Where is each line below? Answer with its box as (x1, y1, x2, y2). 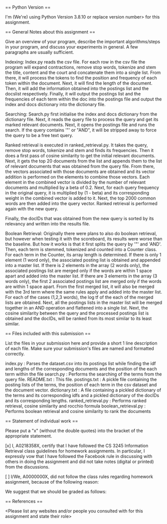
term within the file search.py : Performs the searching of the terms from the (5, 371, 162, 377)
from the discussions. (5, 464, 50, 469)
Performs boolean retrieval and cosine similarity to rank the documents (5, 408, 151, 414)
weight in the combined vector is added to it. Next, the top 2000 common (5, 195, 156, 201)
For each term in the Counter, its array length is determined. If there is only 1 (5, 252, 162, 257)
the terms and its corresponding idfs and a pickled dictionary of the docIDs (5, 392, 160, 398)
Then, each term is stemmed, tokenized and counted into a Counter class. (5, 246, 157, 252)
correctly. (5, 351, 25, 356)
